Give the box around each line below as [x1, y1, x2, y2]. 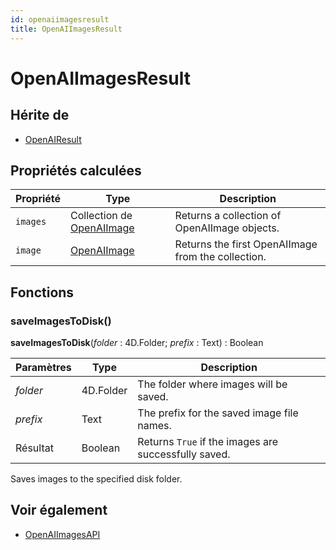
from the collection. [174, 250, 267, 264]
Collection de [70, 209, 133, 223]
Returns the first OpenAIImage [174, 237, 318, 251]
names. [137, 419, 172, 432]
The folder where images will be [137, 377, 288, 391]
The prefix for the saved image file [137, 406, 299, 420]
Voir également [10, 502, 108, 519]
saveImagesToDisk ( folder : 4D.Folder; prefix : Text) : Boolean [10, 337, 264, 348]
